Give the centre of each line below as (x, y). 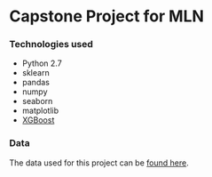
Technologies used (51, 44)
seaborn (37, 101)
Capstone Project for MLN (106, 16)
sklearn (36, 73)
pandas (36, 83)
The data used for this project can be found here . (99, 163)
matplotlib (40, 111)
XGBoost (38, 120)
